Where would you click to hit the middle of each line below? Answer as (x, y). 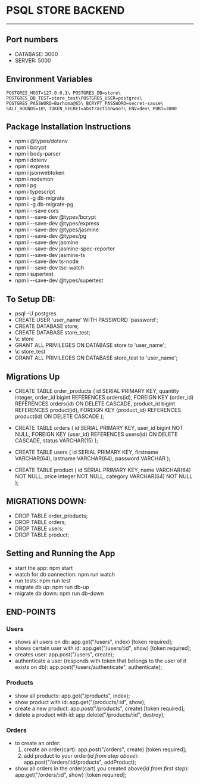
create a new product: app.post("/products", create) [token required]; (100, 708)
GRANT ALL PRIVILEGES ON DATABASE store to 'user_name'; (90, 345)
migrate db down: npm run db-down (59, 593)
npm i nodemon (34, 179)
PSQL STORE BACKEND (65, 10)
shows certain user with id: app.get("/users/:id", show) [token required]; (103, 648)
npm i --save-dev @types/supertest (59, 280)
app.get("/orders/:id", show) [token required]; (71, 774)
